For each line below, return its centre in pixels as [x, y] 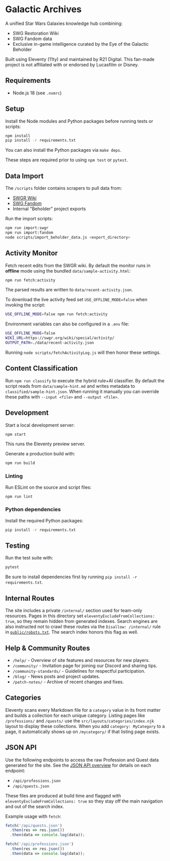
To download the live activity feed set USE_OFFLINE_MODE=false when [76, 300]
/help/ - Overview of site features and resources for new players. [81, 660]
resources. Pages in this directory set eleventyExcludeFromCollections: [80, 616]
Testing [18, 546]
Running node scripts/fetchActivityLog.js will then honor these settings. [83, 352]
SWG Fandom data [32, 39]
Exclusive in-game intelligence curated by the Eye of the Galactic [80, 44]
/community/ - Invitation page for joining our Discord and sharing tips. [85, 666]
